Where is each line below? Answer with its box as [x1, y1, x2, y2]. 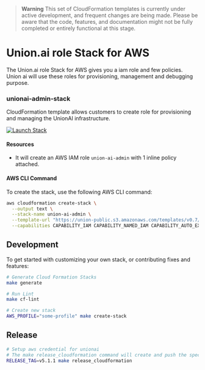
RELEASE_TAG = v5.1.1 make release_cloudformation [6, 357, 132, 364]
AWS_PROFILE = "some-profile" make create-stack [6, 313, 127, 319]
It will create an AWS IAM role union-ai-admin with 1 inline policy [15, 154, 177, 161]
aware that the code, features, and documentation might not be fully [21, 18, 193, 25]
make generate [6, 280, 43, 286]
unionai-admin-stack [6, 94, 71, 103]
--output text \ [12, 206, 53, 212]
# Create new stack [6, 308, 56, 314]
